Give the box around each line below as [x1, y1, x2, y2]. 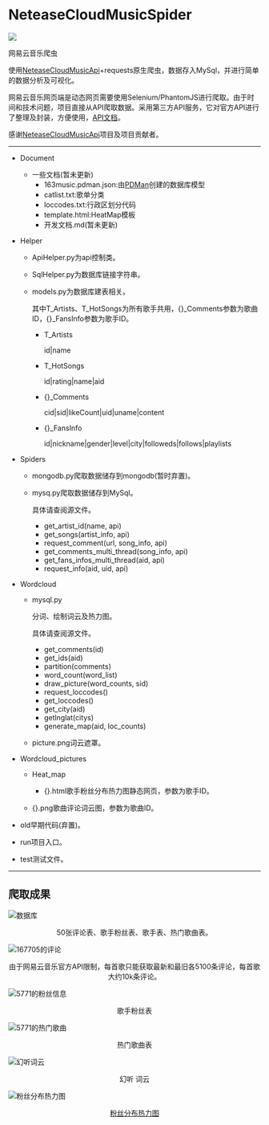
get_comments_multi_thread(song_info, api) [43, 546, 188, 556]
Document [19, 153, 54, 162]
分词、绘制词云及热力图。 [31, 611, 117, 621]
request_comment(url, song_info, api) [43, 538, 168, 548]
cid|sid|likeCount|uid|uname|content [43, 407, 165, 417]
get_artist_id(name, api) [43, 520, 122, 531]
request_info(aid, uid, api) [43, 564, 129, 573]
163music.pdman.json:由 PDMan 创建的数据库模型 [43, 179, 206, 190]
